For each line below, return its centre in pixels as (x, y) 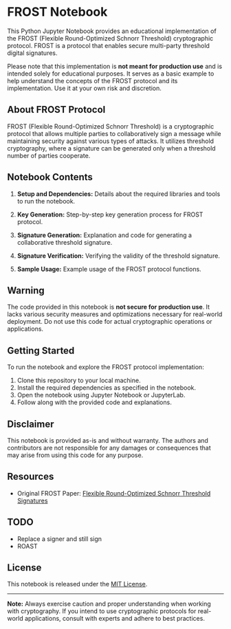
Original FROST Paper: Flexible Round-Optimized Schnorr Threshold (114, 493)
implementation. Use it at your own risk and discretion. (84, 88)
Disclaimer (31, 424)
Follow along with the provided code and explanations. (94, 402)
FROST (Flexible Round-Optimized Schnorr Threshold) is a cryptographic (111, 126)
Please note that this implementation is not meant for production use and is (114, 66)
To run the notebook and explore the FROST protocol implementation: (106, 367)
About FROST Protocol (56, 110)
